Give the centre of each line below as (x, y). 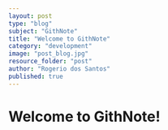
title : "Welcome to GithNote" (60, 39)
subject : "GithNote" (43, 31)
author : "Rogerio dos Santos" (60, 69)
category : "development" (50, 46)
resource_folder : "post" (50, 62)
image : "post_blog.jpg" (49, 54)
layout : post (30, 16)
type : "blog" (30, 24)
